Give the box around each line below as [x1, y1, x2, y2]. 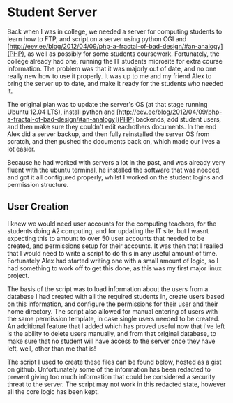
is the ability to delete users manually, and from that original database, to [7, 329, 216, 337]
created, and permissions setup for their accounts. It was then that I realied [7, 242, 223, 250]
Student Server [7, 4, 98, 20]
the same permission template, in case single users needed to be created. [7, 314, 220, 323]
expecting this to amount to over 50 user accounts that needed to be [7, 234, 205, 242]
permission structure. [7, 180, 69, 189]
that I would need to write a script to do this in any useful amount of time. [7, 249, 218, 257]
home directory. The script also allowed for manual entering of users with [7, 307, 218, 315]
